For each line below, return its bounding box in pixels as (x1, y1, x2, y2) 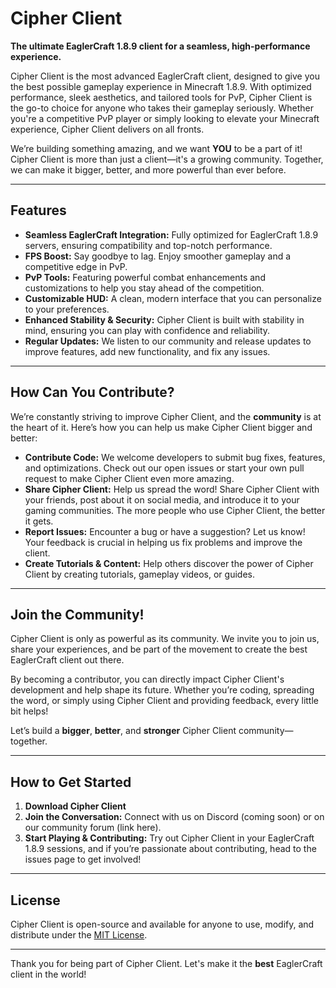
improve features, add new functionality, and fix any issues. (24, 345, 271, 357)
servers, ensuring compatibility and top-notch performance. (24, 239, 273, 251)
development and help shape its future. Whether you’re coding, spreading (10, 684, 315, 696)
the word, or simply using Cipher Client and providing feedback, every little (10, 695, 319, 707)
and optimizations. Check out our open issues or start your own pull (24, 462, 305, 474)
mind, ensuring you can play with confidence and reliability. (24, 324, 271, 336)
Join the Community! (10, 606, 145, 623)
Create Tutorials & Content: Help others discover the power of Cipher (24, 557, 314, 569)
